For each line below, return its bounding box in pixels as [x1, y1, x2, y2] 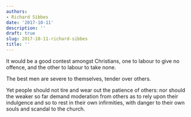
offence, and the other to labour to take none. [6, 63, 116, 71]
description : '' [6, 25, 46, 31]
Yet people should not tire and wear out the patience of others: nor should [6, 86, 186, 93]
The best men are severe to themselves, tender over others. [6, 75, 152, 82]
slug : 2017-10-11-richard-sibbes [6, 36, 88, 42]
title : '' [6, 42, 31, 48]
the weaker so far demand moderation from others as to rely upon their [6, 92, 178, 100]
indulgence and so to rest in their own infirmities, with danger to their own [6, 99, 185, 106]
